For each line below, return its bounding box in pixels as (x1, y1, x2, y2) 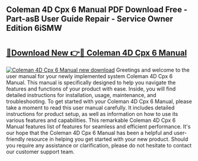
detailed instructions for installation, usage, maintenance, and (6, 92, 157, 98)
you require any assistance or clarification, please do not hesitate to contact (6, 142, 192, 149)
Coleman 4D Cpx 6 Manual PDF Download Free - (6, 5, 188, 15)
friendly (6, 136, 25, 143)
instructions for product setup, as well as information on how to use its (6, 111, 178, 117)
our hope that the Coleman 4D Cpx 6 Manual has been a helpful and (6, 130, 173, 136)
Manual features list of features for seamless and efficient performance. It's (6, 123, 191, 130)
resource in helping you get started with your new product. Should (26, 136, 189, 143)
